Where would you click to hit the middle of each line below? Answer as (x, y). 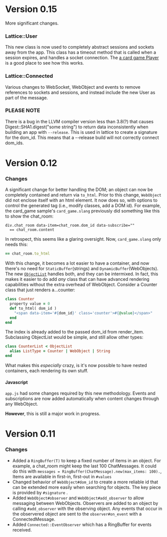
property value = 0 (30, 304)
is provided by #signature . (40, 492)
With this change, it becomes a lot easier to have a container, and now (77, 263)
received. (22, 529)
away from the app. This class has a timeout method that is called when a (81, 52)
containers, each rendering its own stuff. (47, 371)
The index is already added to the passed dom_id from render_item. (75, 332)
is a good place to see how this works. (45, 63)
